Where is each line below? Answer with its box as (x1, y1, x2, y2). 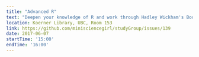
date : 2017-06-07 (6, 31, 49, 37)
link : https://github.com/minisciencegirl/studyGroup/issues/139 (6, 25, 171, 31)
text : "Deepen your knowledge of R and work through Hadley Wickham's (6, 14, 184, 20)
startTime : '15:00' (6, 36, 54, 42)
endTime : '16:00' (6, 42, 49, 48)
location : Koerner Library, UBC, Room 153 (6, 20, 113, 26)
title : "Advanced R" (6, 8, 57, 15)
